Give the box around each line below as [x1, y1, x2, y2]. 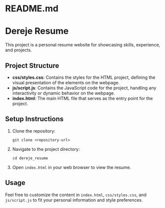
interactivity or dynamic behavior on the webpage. [12, 90, 115, 96]
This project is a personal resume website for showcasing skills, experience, [5, 42, 161, 48]
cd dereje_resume [12, 156, 48, 161]
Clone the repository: [12, 128, 56, 134]
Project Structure [5, 61, 59, 69]
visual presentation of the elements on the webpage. [12, 79, 120, 85]
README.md [5, 3, 59, 14]
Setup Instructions [5, 115, 64, 123]
